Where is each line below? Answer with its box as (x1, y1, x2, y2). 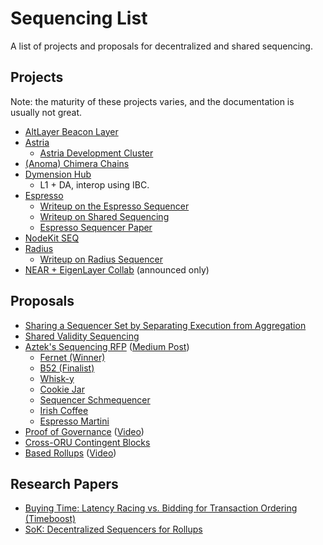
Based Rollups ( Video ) (24, 447, 117, 459)
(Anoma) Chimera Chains (24, 157, 130, 169)
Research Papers (10, 475, 119, 492)
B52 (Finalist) (39, 362, 95, 374)
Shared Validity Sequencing (24, 330, 140, 342)
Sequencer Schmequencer (39, 393, 151, 406)
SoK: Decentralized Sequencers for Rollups (24, 523, 203, 536)
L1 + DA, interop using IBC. (39, 178, 150, 191)
